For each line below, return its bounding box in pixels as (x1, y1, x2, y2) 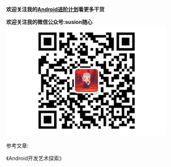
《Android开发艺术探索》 (6, 155, 65, 162)
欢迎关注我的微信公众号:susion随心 (6, 18, 93, 26)
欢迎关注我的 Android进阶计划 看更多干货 (6, 6, 105, 12)
